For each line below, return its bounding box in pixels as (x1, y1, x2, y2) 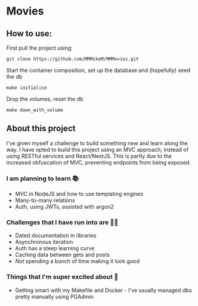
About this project (6, 123, 76, 134)
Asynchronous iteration (14, 238, 74, 246)
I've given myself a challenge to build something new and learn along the (6, 139, 188, 146)
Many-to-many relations (14, 197, 75, 204)
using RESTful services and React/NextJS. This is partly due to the (6, 152, 172, 160)
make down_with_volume (6, 107, 63, 113)
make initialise (6, 85, 47, 91)
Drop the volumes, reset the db (6, 96, 83, 102)
